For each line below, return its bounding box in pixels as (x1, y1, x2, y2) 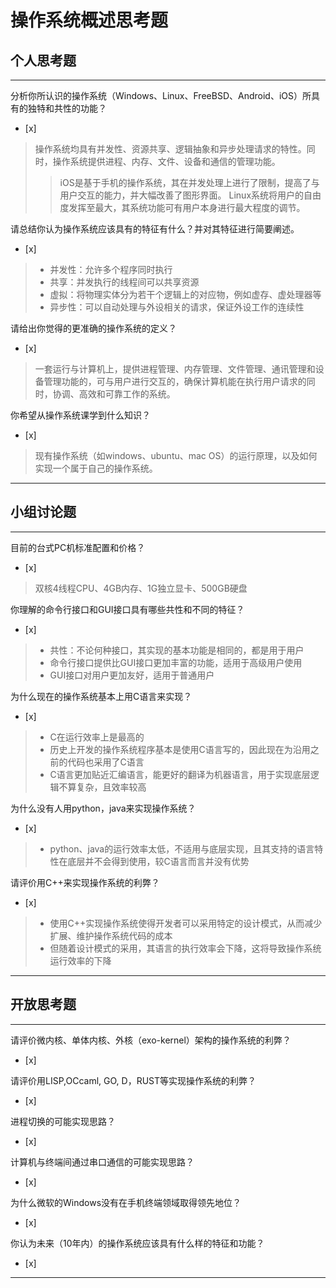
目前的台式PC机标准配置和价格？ (10, 541, 146, 553)
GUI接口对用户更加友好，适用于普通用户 (49, 669, 215, 681)
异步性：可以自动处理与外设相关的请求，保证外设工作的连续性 (49, 301, 305, 313)
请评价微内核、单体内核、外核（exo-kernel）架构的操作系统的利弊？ (10, 1034, 292, 1046)
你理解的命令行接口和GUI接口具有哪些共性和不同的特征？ (10, 603, 245, 615)
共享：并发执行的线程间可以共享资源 (49, 276, 200, 288)
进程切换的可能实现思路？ (10, 1115, 116, 1127)
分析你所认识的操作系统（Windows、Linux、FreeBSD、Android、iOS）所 (10, 90, 312, 101)
